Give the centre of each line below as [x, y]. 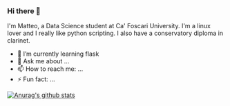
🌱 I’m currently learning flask [58, 54]
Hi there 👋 [24, 11]
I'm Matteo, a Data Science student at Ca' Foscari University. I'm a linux [109, 26]
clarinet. [19, 41]
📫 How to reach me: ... [50, 69]
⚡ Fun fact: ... [36, 79]
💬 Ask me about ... [43, 61]
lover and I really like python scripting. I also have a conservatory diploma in [115, 33]
